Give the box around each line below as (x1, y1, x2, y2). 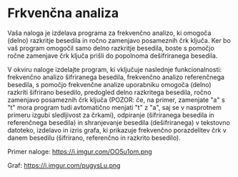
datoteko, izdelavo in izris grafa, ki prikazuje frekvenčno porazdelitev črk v (7, 126, 227, 134)
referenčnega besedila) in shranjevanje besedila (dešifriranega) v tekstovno (7, 118, 230, 126)
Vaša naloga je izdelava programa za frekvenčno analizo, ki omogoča (7, 29, 212, 37)
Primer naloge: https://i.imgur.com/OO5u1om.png (7, 147, 152, 156)
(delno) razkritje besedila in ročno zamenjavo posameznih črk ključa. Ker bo (7, 36, 231, 44)
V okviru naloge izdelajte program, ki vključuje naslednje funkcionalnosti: (7, 65, 222, 74)
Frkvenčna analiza (7, 5, 119, 21)
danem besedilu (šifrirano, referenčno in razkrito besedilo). (7, 133, 181, 142)
